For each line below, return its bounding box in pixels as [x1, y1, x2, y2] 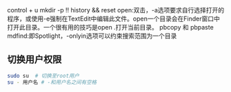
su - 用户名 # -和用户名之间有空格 [7, 78, 97, 86]
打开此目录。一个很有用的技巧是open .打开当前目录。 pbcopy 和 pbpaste [7, 23, 214, 31]
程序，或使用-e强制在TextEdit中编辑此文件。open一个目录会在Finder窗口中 [7, 14, 221, 23]
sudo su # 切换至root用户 [7, 72, 79, 79]
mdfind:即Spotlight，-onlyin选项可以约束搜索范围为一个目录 [7, 32, 177, 40]
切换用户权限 [7, 54, 62, 65]
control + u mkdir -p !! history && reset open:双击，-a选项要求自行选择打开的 [7, 6, 225, 14]
